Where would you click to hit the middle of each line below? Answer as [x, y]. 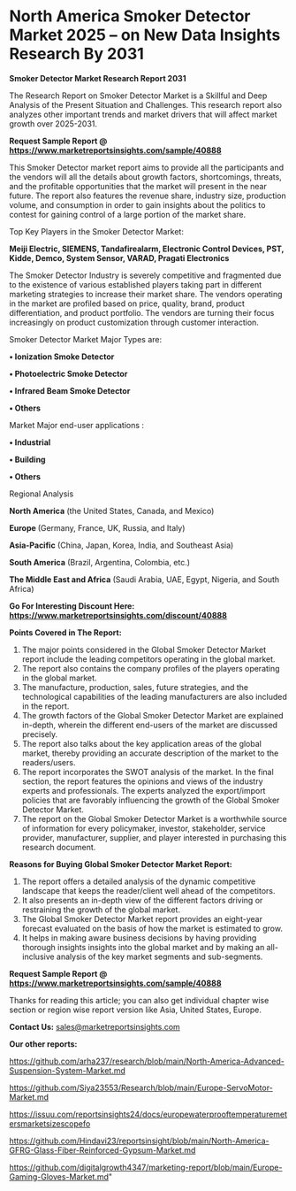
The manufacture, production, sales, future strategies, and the [135, 687]
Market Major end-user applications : [76, 425]
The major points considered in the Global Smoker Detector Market [144, 649]
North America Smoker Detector [130, 16]
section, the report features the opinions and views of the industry [142, 781]
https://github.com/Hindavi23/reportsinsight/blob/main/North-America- [139, 1141]
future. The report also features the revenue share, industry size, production [148, 196]
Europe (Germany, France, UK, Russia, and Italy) [97, 527]
